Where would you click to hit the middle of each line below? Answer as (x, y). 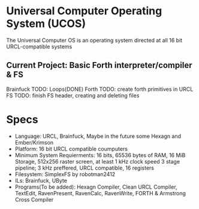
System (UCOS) (46, 24)
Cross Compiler (34, 199)
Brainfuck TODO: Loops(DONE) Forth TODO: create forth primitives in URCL (100, 89)
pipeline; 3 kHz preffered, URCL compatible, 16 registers (85, 168)
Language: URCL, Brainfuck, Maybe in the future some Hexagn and (98, 136)
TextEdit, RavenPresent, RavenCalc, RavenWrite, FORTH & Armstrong (100, 193)
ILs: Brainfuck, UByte (41, 180)
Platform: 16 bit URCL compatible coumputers (71, 149)
